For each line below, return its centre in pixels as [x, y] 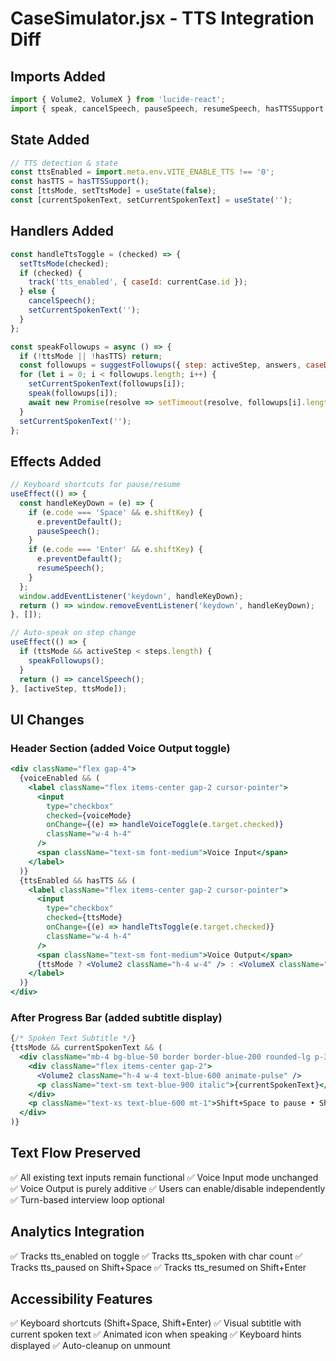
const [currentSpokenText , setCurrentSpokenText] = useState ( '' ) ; [151, 200]
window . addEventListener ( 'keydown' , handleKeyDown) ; [131, 596]
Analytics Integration [77, 1232]
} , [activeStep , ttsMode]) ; [69, 688]
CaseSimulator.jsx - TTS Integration [162, 18]
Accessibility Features [81, 1299]
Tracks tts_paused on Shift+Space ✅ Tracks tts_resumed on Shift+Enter [158, 1267]
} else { [37, 292]
